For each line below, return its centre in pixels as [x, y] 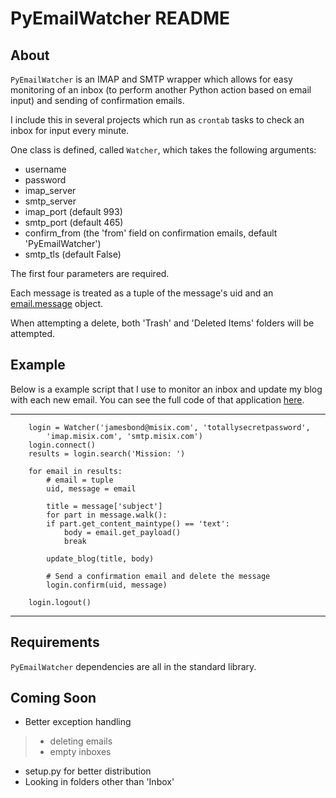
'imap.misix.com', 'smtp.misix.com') [124, 436]
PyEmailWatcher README [120, 18]
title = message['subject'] [104, 506]
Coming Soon [53, 698]
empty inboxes [80, 752]
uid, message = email [91, 488]
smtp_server [50, 201]
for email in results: [75, 471]
